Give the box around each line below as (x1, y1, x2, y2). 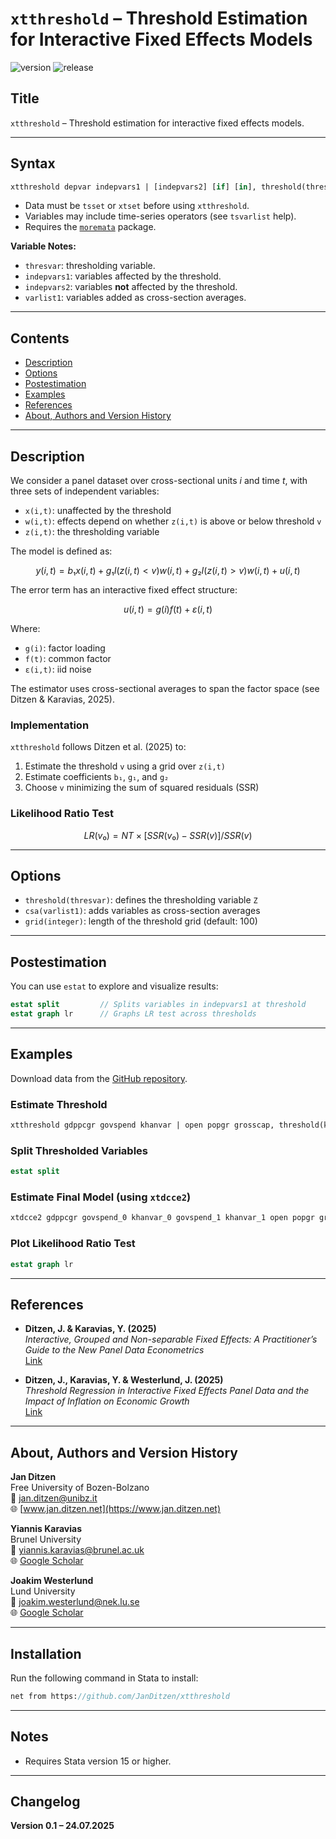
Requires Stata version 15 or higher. (24, 1755, 172, 1767)
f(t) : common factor (24, 653, 112, 665)
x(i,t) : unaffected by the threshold (24, 505, 172, 517)
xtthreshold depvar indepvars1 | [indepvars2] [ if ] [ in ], (10, 182, 257, 192)
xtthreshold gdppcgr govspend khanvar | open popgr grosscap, (10, 1120, 275, 1131)
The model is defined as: (10, 545, 113, 557)
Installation (10, 1645, 82, 1662)
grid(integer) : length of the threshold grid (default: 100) (24, 915, 258, 927)
